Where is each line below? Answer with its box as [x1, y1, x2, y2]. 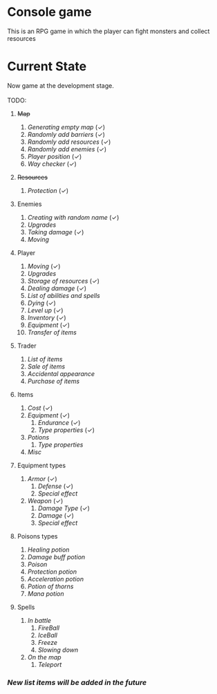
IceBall [37, 630, 57, 639]
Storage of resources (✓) [27, 276, 100, 285]
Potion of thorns [27, 582, 74, 590]
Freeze [37, 638, 57, 646]
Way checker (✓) [27, 160, 77, 168]
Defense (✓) [37, 482, 74, 490]
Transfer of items [27, 328, 77, 336]
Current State [7, 59, 87, 75]
